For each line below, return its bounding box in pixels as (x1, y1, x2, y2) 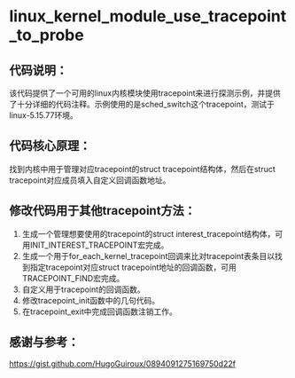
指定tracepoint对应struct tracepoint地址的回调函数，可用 (29, 262, 237, 272)
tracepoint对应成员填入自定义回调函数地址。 (9, 175, 171, 185)
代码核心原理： (9, 138, 91, 154)
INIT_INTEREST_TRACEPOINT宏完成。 (29, 240, 169, 250)
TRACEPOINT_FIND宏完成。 (21, 272, 125, 283)
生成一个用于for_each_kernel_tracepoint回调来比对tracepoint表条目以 (21, 250, 276, 261)
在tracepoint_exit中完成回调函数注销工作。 (21, 306, 177, 317)
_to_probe (9, 25, 84, 45)
